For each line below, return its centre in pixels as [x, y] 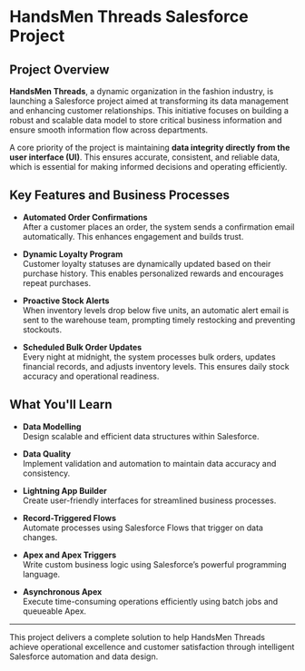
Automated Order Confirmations [85, 217]
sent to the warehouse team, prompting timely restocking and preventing [159, 320]
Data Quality [46, 454]
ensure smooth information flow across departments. [109, 130]
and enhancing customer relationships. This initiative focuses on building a [149, 110]
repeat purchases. [57, 282]
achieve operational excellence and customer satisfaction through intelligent [152, 646]
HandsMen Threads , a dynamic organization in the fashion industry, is [142, 91]
